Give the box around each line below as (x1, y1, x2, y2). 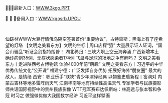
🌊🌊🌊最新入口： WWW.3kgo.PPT (5, 5, 70, 11)
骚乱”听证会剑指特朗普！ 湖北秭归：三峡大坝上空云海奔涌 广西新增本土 (14, 49, 159, 54)
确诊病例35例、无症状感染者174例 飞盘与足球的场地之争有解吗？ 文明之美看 (5, 55, 160, 61)
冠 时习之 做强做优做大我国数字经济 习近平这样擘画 (5, 92, 110, 98)
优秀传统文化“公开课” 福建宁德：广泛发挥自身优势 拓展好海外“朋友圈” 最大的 (5, 67, 162, 73)
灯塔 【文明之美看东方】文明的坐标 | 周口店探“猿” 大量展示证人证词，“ (14, 42, 158, 48)
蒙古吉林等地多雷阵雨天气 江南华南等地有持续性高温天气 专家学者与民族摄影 (5, 80, 161, 86)
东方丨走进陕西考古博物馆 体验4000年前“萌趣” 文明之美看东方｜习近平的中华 (5, 61, 163, 67)
